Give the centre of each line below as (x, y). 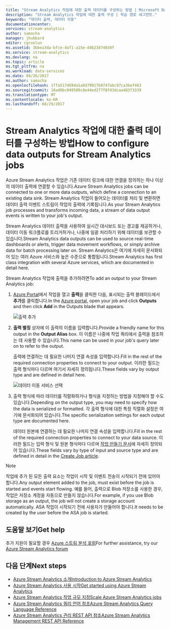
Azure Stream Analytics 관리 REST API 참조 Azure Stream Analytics (81, 615)
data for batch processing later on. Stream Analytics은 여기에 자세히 (75, 250)
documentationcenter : (29, 24)
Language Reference (35, 609)
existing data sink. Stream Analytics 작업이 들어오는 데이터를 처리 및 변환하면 (83, 198)
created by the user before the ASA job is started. (57, 513)
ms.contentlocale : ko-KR (32, 99)
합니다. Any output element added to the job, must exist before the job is (80, 483)
